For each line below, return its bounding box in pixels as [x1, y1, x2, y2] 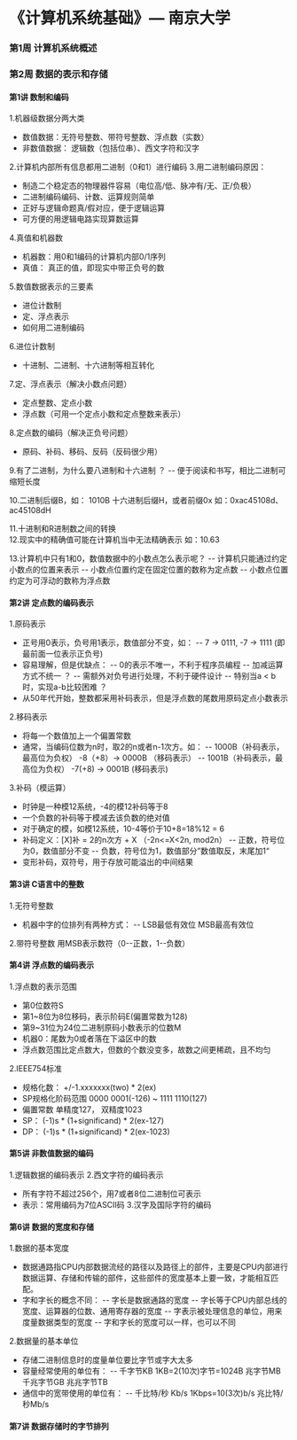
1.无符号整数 [9, 900, 54, 911]
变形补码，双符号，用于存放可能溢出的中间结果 [21, 857, 193, 868]
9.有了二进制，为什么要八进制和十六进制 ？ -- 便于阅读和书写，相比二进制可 [9, 465, 286, 476]
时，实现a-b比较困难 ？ [21, 681, 108, 692]
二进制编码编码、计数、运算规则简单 [21, 191, 155, 202]
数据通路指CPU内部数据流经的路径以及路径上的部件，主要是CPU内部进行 [21, 1262, 288, 1273]
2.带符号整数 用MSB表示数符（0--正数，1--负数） [9, 938, 191, 948]
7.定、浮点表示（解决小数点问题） [9, 378, 132, 390]
